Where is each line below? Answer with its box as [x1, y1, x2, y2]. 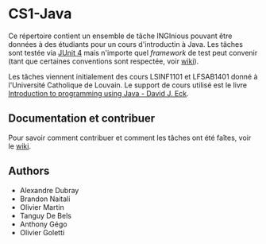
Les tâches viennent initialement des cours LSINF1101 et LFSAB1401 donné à [8, 72, 258, 81]
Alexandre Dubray [19, 185, 79, 195]
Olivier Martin [19, 202, 65, 211]
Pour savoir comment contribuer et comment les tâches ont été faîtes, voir [8, 133, 252, 142]
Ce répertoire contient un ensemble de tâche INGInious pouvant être [8, 31, 233, 41]
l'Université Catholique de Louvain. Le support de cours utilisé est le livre [8, 80, 248, 90]
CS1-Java [8, 5, 72, 23]
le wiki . [8, 141, 32, 151]
